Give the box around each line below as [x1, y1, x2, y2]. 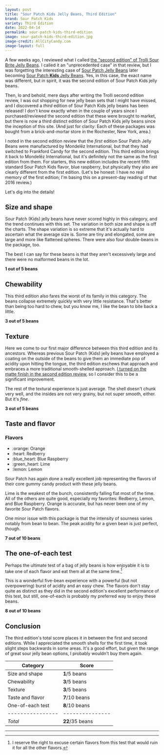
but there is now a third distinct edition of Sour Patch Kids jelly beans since [5, 118, 156, 124]
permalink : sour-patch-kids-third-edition [5, 30, 93, 35]
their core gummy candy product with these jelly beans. [5, 481, 118, 487]
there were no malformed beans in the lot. [5, 257, 89, 263]
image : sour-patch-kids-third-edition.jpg [5, 35, 93, 40]
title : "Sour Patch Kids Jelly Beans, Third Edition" [5, 12, 117, 17]
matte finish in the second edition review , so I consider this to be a [5, 371, 138, 377]
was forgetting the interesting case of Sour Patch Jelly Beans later [5, 67, 138, 73]
